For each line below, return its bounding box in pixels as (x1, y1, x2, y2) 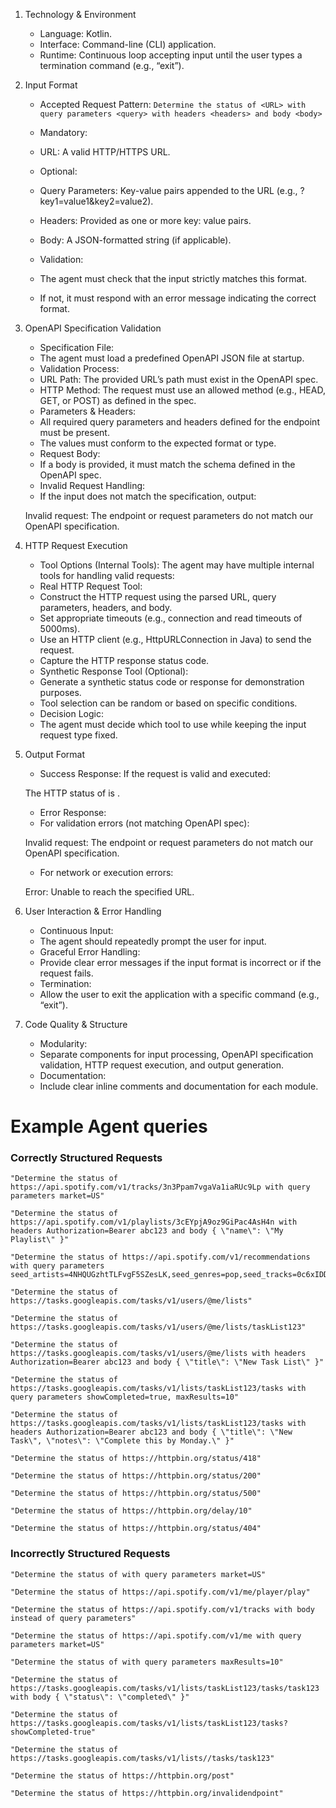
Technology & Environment (24, 9, 137, 20)
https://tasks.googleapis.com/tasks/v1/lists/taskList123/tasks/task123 (10, 1683, 320, 1693)
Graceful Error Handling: (39, 946, 141, 958)
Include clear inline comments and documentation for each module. (39, 1080, 319, 1092)
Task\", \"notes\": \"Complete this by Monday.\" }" (10, 1436, 235, 1446)
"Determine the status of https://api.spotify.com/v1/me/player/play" (10, 1587, 311, 1597)
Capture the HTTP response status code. (39, 655, 210, 666)
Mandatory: (39, 127, 88, 138)
